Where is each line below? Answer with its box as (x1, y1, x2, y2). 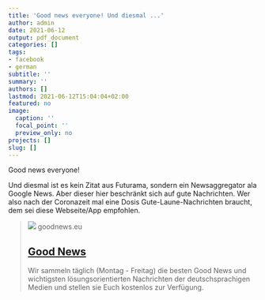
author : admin (8, 19, 55, 27)
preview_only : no (15, 129, 73, 137)
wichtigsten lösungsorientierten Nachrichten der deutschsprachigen (27, 274, 251, 284)
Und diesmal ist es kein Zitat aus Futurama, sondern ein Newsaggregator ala (8, 181, 257, 190)
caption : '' (15, 114, 55, 122)
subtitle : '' (8, 70, 51, 78)
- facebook (8, 56, 44, 64)
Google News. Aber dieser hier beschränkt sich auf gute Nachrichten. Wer (8, 189, 251, 198)
